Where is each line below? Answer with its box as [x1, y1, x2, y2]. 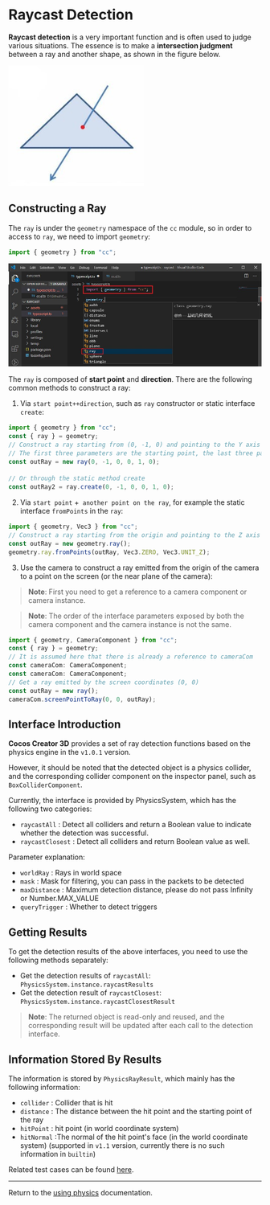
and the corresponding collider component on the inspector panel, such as [8, 772, 256, 781]
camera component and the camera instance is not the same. [27, 619, 231, 629]
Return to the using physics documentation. [8, 1187, 153, 1197]
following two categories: [8, 804, 92, 814]
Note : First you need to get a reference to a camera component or [27, 587, 247, 596]
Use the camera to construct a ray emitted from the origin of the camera [19, 563, 260, 572]
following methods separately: [8, 955, 108, 965]
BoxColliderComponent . [8, 780, 83, 789]
